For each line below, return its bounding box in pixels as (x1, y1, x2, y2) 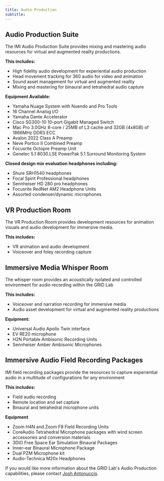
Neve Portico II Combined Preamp (12, 140, 83, 146)
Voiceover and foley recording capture (12, 249, 92, 255)
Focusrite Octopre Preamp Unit (12, 145, 76, 152)
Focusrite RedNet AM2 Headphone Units (12, 186, 96, 192)
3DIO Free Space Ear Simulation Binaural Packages (12, 439, 118, 446)
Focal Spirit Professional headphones (12, 175, 89, 182)
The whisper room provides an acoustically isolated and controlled (5, 276, 142, 282)
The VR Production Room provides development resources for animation (5, 219, 154, 225)
